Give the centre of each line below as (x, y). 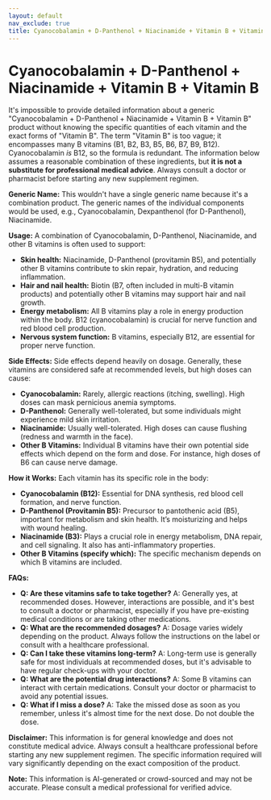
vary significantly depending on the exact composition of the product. (124, 764)
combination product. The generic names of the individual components (126, 203)
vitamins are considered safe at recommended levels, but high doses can (130, 370)
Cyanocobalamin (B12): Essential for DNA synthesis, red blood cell (131, 494)
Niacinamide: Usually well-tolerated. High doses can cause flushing (133, 428)
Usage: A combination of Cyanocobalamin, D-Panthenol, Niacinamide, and (133, 235)
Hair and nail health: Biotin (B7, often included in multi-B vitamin (127, 285)
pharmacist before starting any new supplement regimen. (104, 179)
